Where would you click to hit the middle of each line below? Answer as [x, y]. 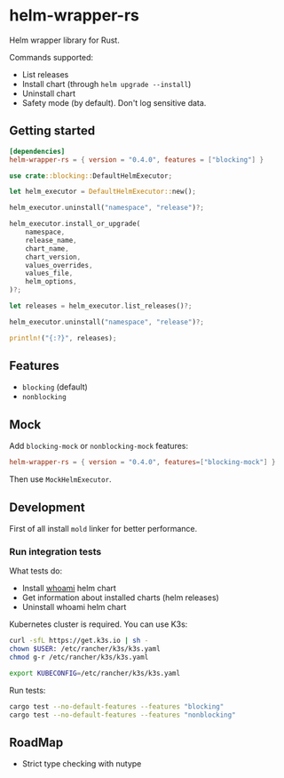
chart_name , [47, 249]
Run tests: [28, 690]
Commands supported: [51, 57]
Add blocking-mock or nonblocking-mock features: [99, 446]
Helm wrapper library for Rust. [64, 40]
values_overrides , [59, 265]
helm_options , [51, 282]
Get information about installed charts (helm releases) [120, 598]
